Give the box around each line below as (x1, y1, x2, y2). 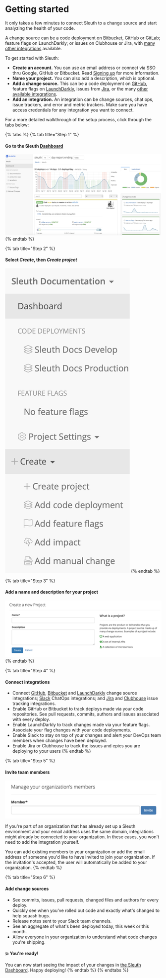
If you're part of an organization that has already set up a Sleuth (5, 823, 136, 829)
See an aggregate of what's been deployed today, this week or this (12, 923, 149, 929)
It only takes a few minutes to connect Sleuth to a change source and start (5, 20, 157, 26)
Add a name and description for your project (5, 589, 98, 595)
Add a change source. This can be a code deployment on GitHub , (12, 81, 148, 87)
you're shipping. (12, 939, 46, 945)
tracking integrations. (12, 701, 56, 707)
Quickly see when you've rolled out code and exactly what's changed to (12, 907, 160, 913)
